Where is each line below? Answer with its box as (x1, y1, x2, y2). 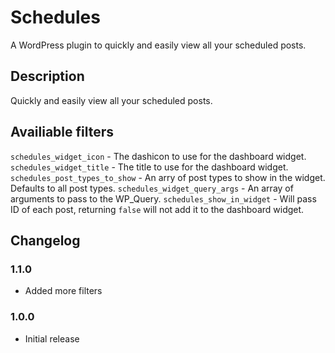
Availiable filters (10, 124, 115, 141)
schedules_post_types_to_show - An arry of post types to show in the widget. (10, 171, 326, 183)
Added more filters (24, 285, 103, 297)
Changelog (10, 232, 81, 249)
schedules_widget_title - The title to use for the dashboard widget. (10, 161, 289, 173)
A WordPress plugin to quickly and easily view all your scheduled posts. (10, 39, 307, 51)
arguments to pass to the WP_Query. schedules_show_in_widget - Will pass (10, 192, 317, 205)
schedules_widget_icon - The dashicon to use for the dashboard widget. (10, 150, 307, 162)
